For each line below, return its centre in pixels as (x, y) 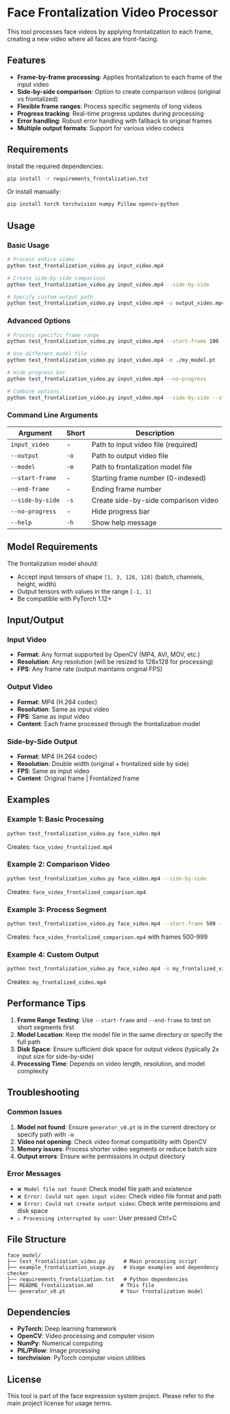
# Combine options (33, 391)
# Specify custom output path (50, 297)
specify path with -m (45, 1134)
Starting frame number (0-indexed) (149, 478)
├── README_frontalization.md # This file (81, 1285)
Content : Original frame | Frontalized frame (78, 778)
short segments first (46, 1027)
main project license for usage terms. (60, 1403)
